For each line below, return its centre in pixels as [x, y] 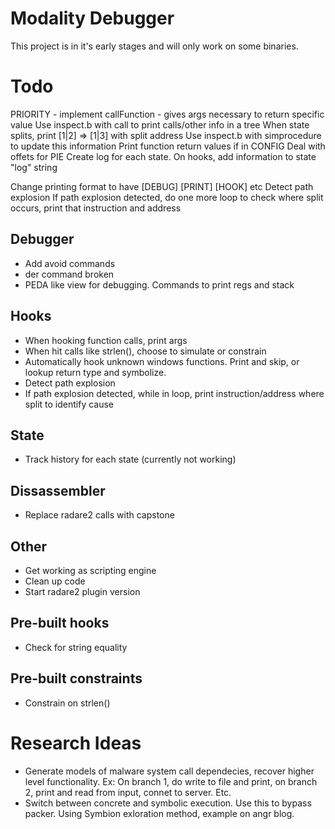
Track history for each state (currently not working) [130, 459]
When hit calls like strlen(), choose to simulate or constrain [145, 351]
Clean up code [55, 581]
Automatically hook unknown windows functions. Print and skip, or [162, 361]
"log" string [34, 167]
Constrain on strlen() [67, 703]
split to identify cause [69, 404]
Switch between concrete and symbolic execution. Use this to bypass [168, 803]
